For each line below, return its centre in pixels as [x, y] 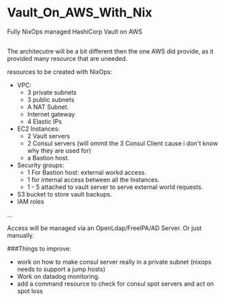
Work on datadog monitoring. [58, 277]
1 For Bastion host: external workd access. [87, 173]
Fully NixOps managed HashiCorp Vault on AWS [75, 32]
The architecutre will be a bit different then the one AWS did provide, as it [110, 51]
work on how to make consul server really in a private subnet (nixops [114, 262]
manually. [21, 236]
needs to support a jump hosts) [61, 269]
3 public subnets [51, 100]
